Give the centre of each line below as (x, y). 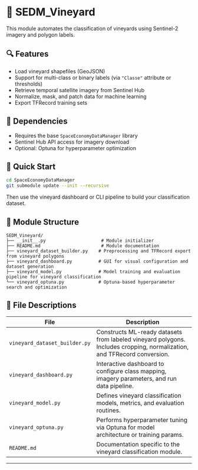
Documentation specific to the (138, 444)
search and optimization (37, 287)
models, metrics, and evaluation (140, 403)
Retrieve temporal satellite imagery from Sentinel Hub (80, 90)
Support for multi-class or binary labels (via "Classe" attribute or (93, 77)
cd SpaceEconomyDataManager (41, 180)
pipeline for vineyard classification (54, 277)
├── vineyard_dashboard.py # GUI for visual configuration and (97, 261)
